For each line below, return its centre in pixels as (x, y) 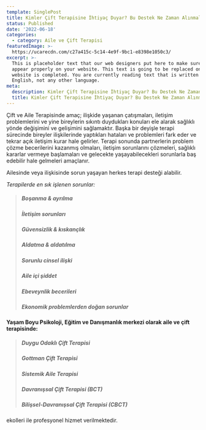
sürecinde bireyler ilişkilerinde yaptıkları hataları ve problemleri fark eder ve (101, 134)
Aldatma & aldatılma (48, 245)
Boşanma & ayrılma (47, 198)
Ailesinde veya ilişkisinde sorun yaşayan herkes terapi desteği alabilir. (94, 172)
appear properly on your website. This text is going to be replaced (102, 69)
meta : (13, 86)
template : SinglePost (34, 12)
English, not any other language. (56, 80)
